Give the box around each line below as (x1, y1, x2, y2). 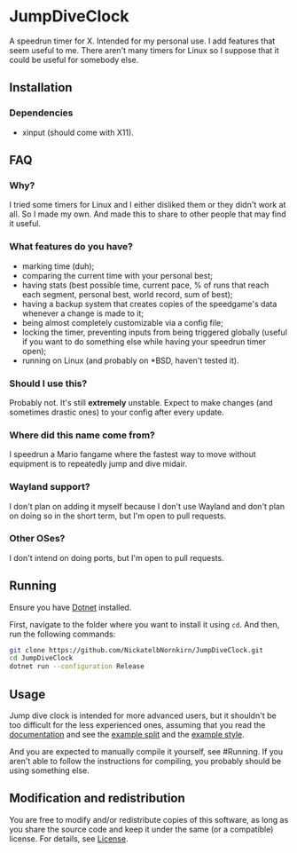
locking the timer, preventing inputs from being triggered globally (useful (21, 327, 288, 337)
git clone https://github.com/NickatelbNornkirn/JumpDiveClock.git (9, 645, 264, 654)
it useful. (9, 218, 42, 229)
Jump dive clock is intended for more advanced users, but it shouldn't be (9, 710, 277, 721)
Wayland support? (9, 481, 90, 494)
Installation (9, 80, 73, 95)
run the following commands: (9, 628, 116, 639)
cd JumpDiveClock (9, 654, 74, 663)
